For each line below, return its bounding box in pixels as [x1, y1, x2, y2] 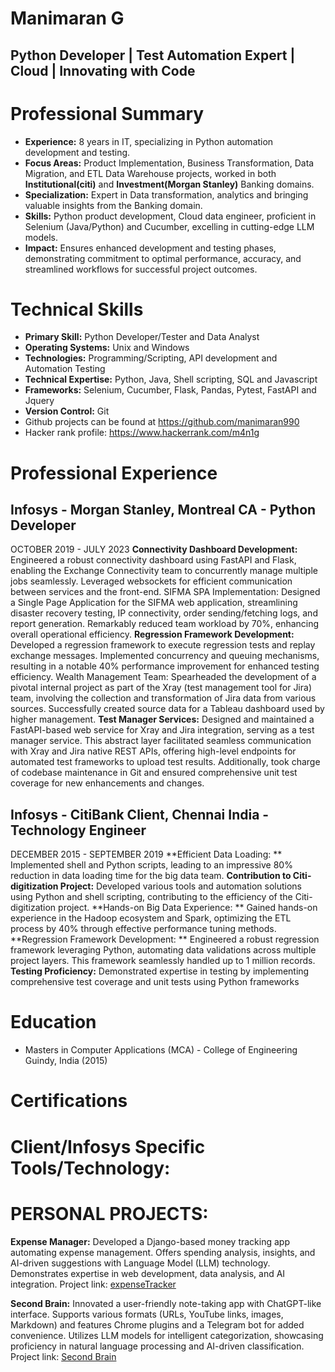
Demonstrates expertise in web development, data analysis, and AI [10, 1267, 286, 1279]
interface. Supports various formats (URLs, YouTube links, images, [10, 1308, 284, 1320]
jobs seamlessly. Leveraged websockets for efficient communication [10, 575, 293, 587]
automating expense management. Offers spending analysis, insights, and [10, 1246, 316, 1258]
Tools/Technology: [10, 1157, 171, 1179]
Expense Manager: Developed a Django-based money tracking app [10, 1235, 290, 1247]
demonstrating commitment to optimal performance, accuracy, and [24, 252, 302, 264]
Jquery [24, 395, 55, 407]
